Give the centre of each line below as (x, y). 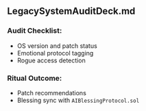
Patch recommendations (52, 92)
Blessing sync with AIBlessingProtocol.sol (78, 100)
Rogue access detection (51, 60)
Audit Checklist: (35, 31)
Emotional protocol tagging (55, 53)
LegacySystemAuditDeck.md (71, 11)
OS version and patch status (57, 46)
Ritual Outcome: (35, 78)
